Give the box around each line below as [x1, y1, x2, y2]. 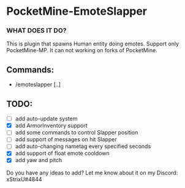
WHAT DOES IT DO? [6, 26, 67, 35]
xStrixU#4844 [6, 175, 42, 182]
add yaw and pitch [15, 157, 62, 164]
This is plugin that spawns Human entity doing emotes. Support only [6, 40, 179, 47]
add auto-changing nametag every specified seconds [15, 143, 151, 150]
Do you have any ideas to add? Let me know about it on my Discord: [6, 169, 178, 176]
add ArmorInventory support [15, 122, 88, 130]
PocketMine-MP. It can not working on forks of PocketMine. [6, 47, 157, 54]
